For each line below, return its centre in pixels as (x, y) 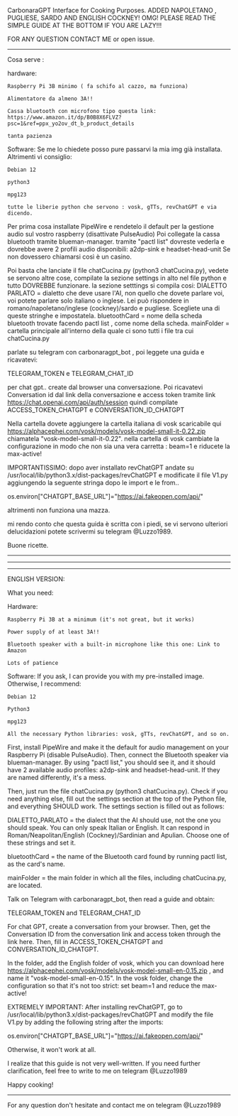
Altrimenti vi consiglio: (40, 157)
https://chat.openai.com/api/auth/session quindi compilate (93, 402)
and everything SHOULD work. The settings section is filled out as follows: (116, 806)
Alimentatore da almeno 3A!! (50, 99)
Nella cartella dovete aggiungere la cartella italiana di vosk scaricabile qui (114, 423)
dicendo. (20, 213)
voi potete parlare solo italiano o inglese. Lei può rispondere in (98, 300)
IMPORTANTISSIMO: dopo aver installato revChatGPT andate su (101, 467)
